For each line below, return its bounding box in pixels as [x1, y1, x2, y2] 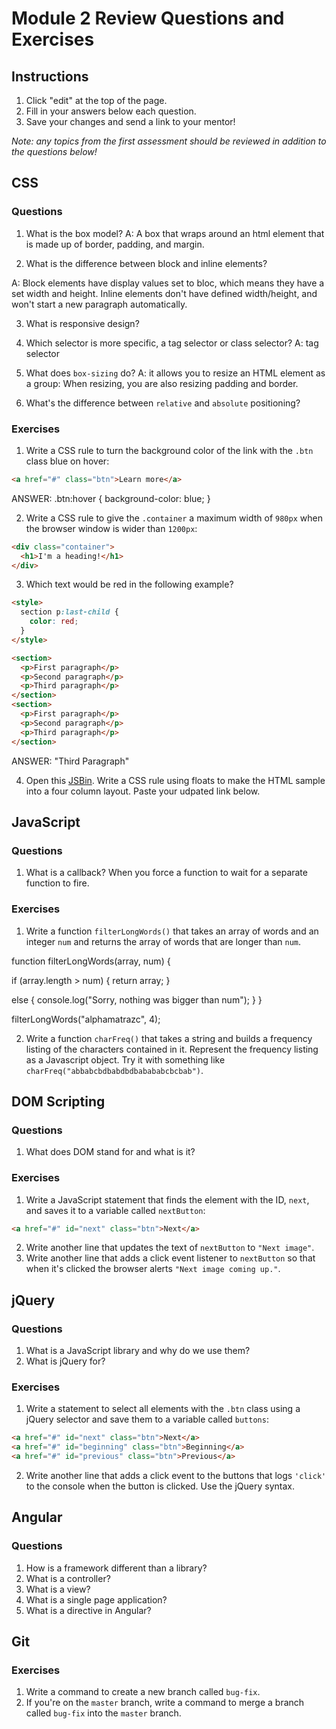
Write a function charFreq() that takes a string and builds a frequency [25, 1032, 313, 1044]
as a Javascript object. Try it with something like [25, 1053, 226, 1066]
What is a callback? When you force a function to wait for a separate [25, 867, 308, 879]
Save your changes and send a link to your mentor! [25, 116, 236, 127]
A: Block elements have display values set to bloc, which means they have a [11, 277, 325, 289]
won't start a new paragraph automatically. [11, 298, 188, 310]
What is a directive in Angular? [25, 1604, 152, 1616]
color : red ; [29, 617, 79, 627]
